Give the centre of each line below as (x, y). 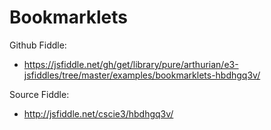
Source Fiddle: (39, 94)
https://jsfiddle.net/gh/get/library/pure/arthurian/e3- (131, 64)
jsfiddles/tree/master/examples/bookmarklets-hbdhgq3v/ (142, 75)
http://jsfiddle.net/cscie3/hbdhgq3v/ (98, 113)
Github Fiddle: (38, 45)
